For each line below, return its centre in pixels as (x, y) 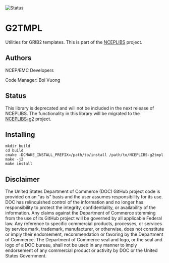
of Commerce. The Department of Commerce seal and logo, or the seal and (84, 240)
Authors (18, 58)
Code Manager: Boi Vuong (33, 80)
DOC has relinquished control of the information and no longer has (74, 202)
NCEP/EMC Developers (30, 70)
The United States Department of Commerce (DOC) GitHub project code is (83, 191)
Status (16, 96)
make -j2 (14, 160)
